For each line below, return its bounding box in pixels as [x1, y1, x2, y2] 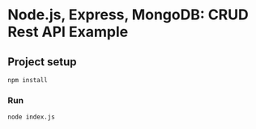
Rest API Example [7, 23, 129, 41]
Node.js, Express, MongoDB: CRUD [7, 6, 249, 24]
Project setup [7, 55, 78, 69]
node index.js [7, 113, 56, 122]
